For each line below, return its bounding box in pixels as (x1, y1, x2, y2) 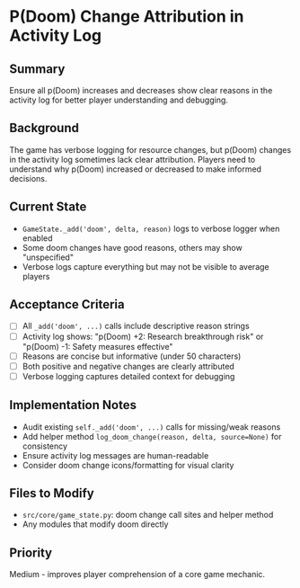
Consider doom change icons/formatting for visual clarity (22, 459, 234, 470)
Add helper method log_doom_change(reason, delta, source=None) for (22, 431, 282, 441)
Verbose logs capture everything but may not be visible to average (22, 261, 269, 272)
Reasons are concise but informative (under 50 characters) (22, 351, 242, 361)
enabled (22, 232, 53, 244)
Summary (9, 61, 66, 76)
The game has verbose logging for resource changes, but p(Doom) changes (9, 144, 292, 155)
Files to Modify (9, 486, 94, 501)
